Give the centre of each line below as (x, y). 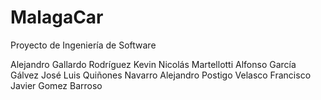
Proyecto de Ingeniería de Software (83, 45)
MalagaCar (57, 17)
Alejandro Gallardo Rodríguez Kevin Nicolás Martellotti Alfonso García (153, 64)
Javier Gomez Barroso (56, 85)
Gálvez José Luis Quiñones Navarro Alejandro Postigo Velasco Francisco (161, 75)
